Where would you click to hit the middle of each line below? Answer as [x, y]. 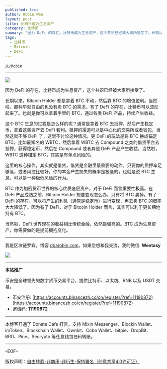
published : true [22, 10]
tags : [11, 38]
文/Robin [14, 66]
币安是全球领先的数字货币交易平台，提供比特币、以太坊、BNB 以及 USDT [80, 280]
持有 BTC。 [17, 213]
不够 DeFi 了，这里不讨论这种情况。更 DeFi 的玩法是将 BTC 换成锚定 [88, 136]
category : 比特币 [22, 28]
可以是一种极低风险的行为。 [42, 178]
